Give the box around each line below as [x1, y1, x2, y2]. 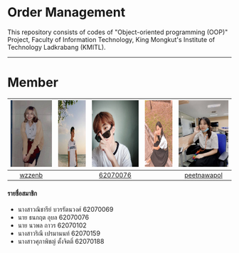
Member [7, 75, 59, 91]
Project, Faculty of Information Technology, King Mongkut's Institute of [7, 35, 216, 43]
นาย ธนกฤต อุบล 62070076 [17, 213, 90, 222]
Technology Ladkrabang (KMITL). [7, 43, 106, 51]
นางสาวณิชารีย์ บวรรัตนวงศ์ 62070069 [17, 205, 114, 214]
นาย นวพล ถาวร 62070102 [17, 221, 87, 230]
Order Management [7, 4, 126, 21]
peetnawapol [184, 171, 223, 179]
